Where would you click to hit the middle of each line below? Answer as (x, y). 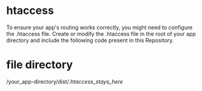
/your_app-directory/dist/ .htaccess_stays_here (65, 81)
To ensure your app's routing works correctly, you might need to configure (99, 27)
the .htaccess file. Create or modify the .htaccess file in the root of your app (101, 33)
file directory (39, 65)
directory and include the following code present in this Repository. (90, 40)
